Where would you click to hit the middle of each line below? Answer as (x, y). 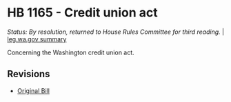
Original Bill (33, 90)
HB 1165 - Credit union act (83, 13)
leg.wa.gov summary (37, 39)
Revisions (29, 74)
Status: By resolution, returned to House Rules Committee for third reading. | (116, 32)
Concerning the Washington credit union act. (71, 52)
